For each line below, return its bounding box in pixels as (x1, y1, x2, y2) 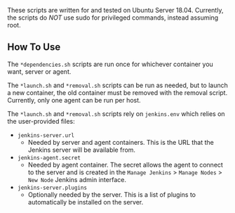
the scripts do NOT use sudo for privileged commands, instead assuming (7, 13, 219, 22)
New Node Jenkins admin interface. (27, 175, 126, 183)
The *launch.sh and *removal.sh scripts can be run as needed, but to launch (7, 81, 228, 89)
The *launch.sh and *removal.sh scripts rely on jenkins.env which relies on (7, 109, 226, 118)
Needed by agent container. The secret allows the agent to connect (27, 160, 223, 169)
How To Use (7, 41, 61, 53)
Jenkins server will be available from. (27, 146, 135, 154)
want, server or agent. (7, 67, 72, 76)
